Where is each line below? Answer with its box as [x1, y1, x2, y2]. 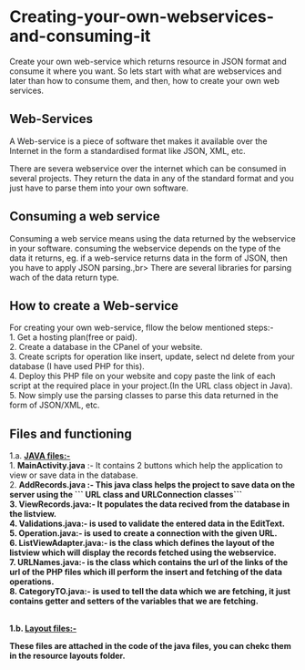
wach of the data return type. [9, 272, 120, 283]
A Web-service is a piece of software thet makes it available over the [9, 135, 268, 147]
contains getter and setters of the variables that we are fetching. [9, 595, 259, 607]
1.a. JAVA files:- [9, 450, 71, 461]
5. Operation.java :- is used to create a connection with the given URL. [9, 528, 278, 539]
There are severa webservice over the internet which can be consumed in [9, 162, 287, 174]
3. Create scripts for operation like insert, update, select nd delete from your [9, 351, 295, 362]
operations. [9, 576, 55, 587]
